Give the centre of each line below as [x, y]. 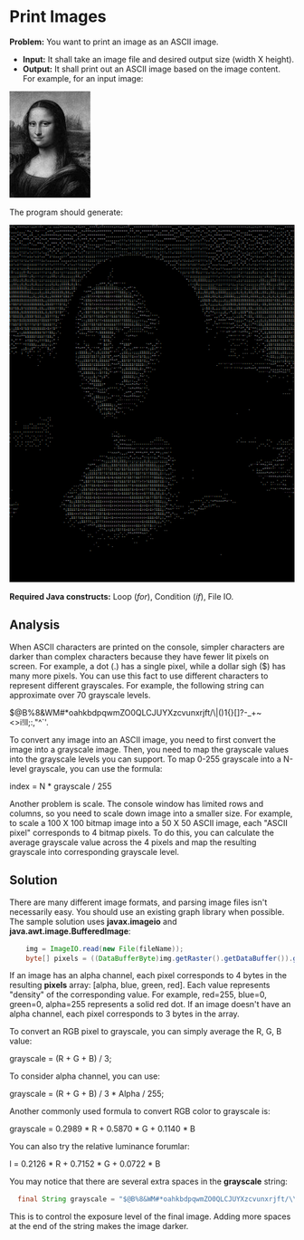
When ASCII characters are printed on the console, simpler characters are [147, 647]
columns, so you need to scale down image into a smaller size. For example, [151, 813]
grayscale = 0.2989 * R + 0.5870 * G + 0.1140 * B [103, 1129]
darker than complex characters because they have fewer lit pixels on [139, 656]
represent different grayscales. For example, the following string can [137, 685]
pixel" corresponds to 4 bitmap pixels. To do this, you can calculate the [142, 832]
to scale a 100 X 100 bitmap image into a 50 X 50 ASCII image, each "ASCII [148, 822]
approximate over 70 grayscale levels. [80, 695]
